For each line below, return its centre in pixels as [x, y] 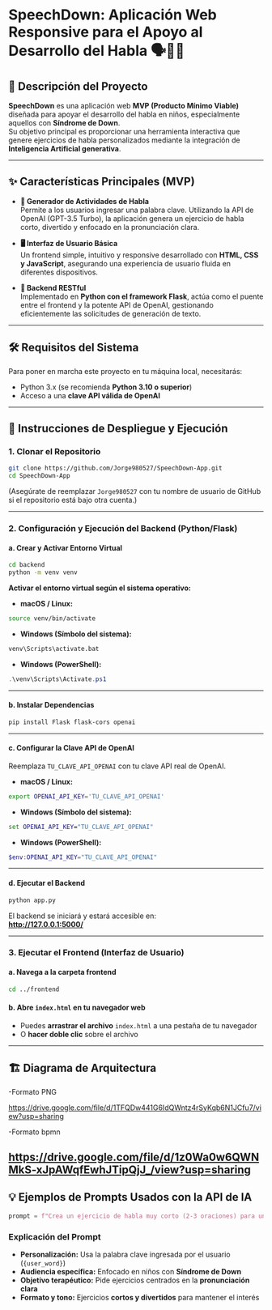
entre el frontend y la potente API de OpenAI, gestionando [117, 304]
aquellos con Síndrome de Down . [64, 123]
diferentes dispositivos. [59, 272]
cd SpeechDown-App [39, 476]
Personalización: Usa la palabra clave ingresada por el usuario [125, 1254]
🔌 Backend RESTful [53, 287]
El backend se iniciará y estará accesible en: [82, 916]
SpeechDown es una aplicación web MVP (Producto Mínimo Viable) [123, 106]
